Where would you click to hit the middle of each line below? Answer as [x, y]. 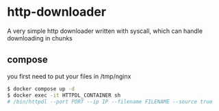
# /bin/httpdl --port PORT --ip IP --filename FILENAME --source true [110, 101]
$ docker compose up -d [41, 89]
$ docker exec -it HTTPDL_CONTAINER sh [64, 95]
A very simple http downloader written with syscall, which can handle [105, 31]
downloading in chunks [40, 38]
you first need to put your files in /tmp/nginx [69, 76]
